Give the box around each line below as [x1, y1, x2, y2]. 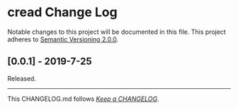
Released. [7, 74, 37, 82]
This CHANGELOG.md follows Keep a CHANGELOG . [7, 94, 159, 103]
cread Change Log [7, 4, 118, 20]
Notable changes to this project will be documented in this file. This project [7, 28, 227, 36]
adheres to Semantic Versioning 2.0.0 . [7, 35, 119, 43]
